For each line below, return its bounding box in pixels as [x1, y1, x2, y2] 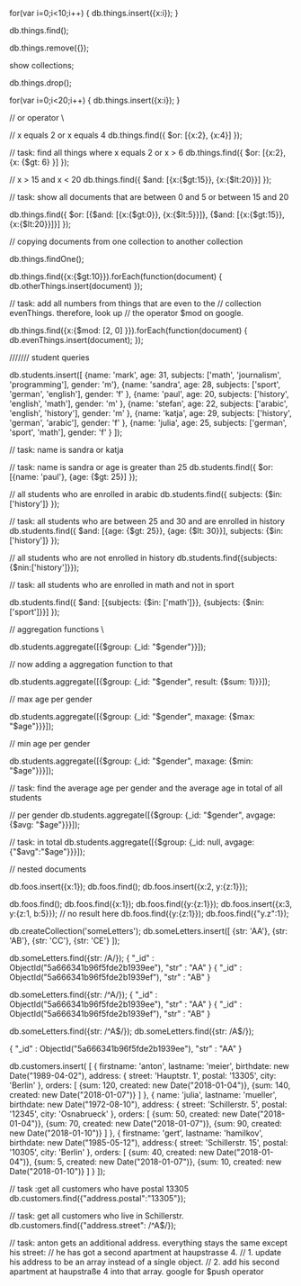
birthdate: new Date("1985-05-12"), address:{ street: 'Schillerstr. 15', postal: [9, 1137, 288, 1147]
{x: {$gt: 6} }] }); [9, 157, 70, 168]
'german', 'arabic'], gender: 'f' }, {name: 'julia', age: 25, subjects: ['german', [9, 418, 288, 428]
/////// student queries [9, 352, 90, 363]
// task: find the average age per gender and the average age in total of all [9, 783, 283, 793]
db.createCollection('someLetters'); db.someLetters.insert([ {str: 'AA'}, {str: [9, 926, 288, 936]
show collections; [9, 60, 75, 70]
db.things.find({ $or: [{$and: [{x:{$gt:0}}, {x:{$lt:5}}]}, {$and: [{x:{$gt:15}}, [9, 209, 285, 220]
